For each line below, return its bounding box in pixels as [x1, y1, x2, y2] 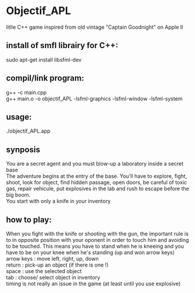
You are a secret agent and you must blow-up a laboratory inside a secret [6, 160, 184, 167]
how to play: [6, 214, 52, 224]
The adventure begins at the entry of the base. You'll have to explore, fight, [6, 173, 187, 180]
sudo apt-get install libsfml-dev [6, 56, 82, 63]
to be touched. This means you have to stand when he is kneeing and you [6, 243, 184, 250]
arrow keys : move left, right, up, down [6, 255, 99, 262]
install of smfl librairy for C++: [6, 41, 118, 50]
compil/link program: [6, 73, 84, 83]
